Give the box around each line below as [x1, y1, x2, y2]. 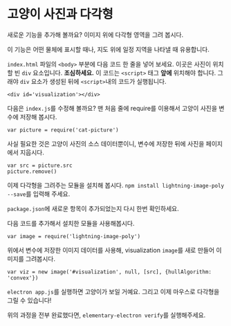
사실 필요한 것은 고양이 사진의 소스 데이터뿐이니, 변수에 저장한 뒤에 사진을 [7, 139, 205, 147]
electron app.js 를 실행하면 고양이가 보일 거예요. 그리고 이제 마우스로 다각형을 [7, 287, 220, 296]
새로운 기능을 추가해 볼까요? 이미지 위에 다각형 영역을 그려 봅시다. [7, 30, 184, 39]
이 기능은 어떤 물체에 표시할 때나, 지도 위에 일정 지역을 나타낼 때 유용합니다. [7, 45, 210, 53]
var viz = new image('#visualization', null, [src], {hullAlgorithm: [7, 268, 212, 275]
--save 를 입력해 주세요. [7, 190, 71, 198]
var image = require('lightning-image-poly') [7, 233, 140, 239]
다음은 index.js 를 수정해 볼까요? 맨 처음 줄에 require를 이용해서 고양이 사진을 [7, 104, 218, 112]
